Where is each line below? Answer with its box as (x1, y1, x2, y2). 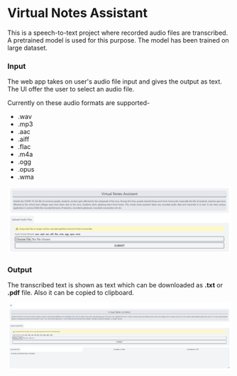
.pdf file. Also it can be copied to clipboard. (7, 289, 135, 297)
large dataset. (7, 43, 48, 52)
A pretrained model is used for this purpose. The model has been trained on (7, 35, 229, 44)
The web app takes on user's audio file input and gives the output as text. (7, 77, 222, 86)
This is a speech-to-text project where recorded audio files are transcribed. (7, 28, 228, 37)
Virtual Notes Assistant (7, 5, 148, 21)
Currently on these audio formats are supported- (7, 99, 150, 107)
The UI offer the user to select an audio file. (7, 85, 135, 94)
